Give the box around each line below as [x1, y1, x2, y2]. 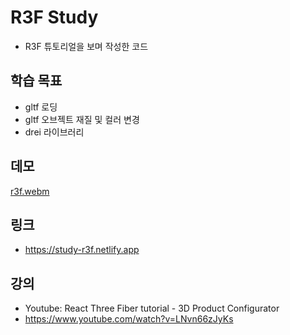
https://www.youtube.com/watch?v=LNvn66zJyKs [24, 313, 234, 325]
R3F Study [10, 6, 99, 29]
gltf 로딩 [24, 101, 58, 113]
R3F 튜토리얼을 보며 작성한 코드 [24, 40, 149, 52]
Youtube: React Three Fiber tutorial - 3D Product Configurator [24, 302, 280, 315]
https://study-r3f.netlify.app [24, 244, 140, 256]
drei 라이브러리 [24, 126, 85, 138]
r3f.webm [10, 185, 50, 197]
